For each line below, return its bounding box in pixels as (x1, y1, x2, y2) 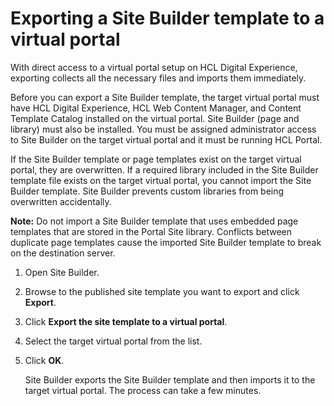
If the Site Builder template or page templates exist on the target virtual (10, 153, 302, 165)
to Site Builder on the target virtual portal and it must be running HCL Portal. (10, 133, 323, 146)
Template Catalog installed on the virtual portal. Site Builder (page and (10, 112, 300, 124)
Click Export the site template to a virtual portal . (24, 315, 228, 327)
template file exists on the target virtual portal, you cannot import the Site (10, 174, 312, 186)
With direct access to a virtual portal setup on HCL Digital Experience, (10, 61, 298, 73)
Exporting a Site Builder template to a (10, 7, 325, 30)
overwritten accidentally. (10, 195, 112, 207)
